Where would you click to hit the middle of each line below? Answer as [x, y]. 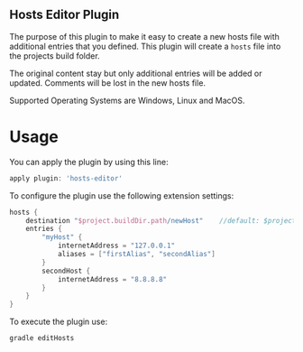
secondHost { [66, 271]
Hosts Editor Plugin [64, 15]
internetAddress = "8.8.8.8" [112, 279]
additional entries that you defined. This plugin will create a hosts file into [145, 46]
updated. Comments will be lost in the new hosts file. [107, 83]
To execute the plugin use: [59, 322]
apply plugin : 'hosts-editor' [66, 178]
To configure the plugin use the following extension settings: [122, 195]
